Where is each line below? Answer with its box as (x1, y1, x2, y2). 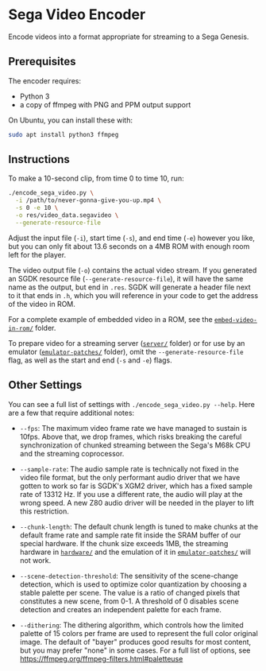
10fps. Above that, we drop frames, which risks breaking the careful (19, 432, 242, 441)
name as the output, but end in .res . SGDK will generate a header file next (8, 282, 251, 292)
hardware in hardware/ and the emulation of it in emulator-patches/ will (19, 547, 252, 557)
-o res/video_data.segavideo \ (15, 211, 119, 219)
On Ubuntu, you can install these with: (8, 115, 133, 125)
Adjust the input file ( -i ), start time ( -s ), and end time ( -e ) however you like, (8, 233, 256, 242)
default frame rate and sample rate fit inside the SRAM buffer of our (19, 530, 241, 540)
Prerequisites (8, 55, 76, 68)
